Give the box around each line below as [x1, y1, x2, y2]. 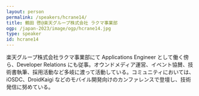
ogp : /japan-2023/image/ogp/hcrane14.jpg [6, 25, 111, 32]
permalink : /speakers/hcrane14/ [6, 14, 87, 20]
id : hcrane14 [6, 36, 39, 42]
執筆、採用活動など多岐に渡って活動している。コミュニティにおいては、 [16, 69, 195, 75]
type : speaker [6, 31, 42, 37]
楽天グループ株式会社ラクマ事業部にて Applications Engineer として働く [6, 54, 184, 60]
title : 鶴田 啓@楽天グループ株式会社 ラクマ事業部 [6, 20, 118, 26]
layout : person [6, 8, 44, 15]
